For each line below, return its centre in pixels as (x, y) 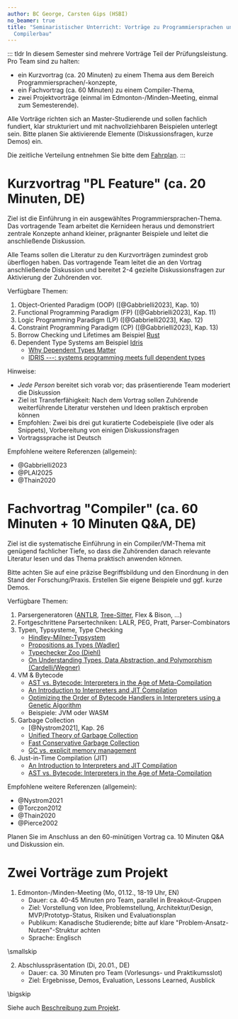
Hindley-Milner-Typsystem (67, 638)
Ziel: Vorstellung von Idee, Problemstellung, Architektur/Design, (121, 908)
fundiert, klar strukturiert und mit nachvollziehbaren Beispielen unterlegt (113, 126)
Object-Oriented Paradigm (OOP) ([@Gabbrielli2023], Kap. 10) (108, 305)
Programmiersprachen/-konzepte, (67, 83)
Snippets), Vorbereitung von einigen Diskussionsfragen (98, 430)
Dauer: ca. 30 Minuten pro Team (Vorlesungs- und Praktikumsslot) (125, 973)
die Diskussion (39, 393)
